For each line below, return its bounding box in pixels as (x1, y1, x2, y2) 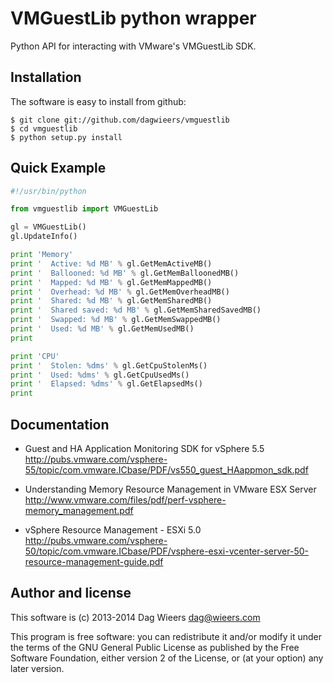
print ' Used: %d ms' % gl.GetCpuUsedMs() (10, 370, 190, 380)
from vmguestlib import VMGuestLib (10, 204, 159, 214)
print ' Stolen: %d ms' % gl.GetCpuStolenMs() (10, 360, 208, 371)
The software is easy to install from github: (10, 95, 187, 107)
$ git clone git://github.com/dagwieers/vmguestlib (10, 115, 230, 125)
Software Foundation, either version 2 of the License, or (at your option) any (10, 652, 324, 664)
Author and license (10, 585, 132, 602)
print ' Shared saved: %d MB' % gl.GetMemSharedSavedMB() (10, 305, 262, 316)
